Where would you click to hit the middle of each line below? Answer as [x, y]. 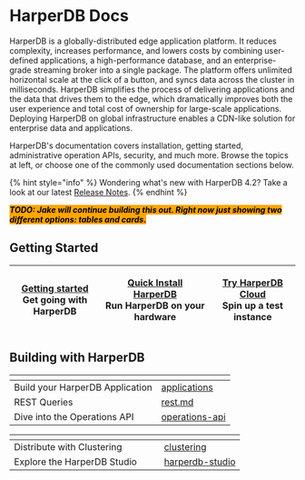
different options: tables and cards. [78, 219]
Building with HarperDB [77, 358]
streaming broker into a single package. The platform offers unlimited [163, 70]
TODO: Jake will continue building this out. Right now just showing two [146, 209]
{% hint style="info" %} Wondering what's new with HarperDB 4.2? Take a [148, 182]
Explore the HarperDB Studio [76, 462]
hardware [155, 316]
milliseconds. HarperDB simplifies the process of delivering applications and [152, 89]
